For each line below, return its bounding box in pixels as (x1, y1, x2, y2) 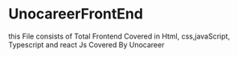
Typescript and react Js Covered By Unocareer (8, 39, 165, 49)
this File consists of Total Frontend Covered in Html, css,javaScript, (8, 31, 231, 41)
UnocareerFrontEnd (8, 5, 143, 23)
